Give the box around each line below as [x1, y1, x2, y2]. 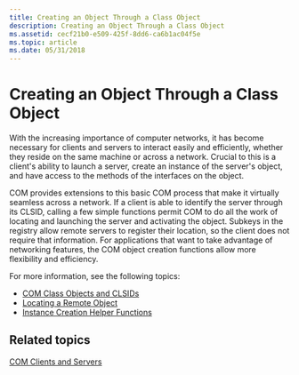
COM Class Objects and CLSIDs [21, 288, 140, 299]
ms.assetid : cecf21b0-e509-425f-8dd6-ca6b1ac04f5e [9, 29, 201, 38]
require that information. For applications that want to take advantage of [9, 235, 273, 245]
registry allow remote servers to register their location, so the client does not [9, 226, 290, 236]
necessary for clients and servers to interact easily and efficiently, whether [9, 142, 284, 153]
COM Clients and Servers [9, 356, 102, 367]
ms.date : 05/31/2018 [9, 46, 86, 55]
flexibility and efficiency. [9, 254, 99, 265]
